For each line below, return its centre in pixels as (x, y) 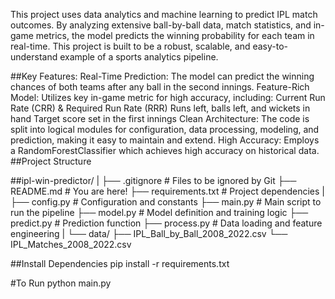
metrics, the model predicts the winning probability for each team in (175, 35)
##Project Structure (51, 161)
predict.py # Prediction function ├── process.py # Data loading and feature (166, 223)
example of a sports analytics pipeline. (139, 57)
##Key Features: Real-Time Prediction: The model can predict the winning (162, 76)
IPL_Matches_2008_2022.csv (71, 244)
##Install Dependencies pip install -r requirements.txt (120, 263)
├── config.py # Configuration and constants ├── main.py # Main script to (166, 202)
